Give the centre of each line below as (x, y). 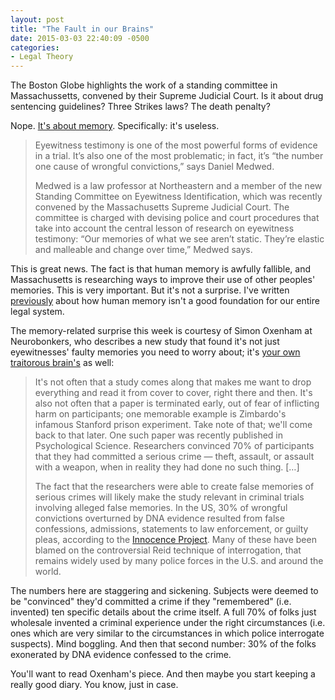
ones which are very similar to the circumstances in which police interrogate (167, 633)
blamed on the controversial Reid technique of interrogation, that (168, 550)
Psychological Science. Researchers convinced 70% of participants (174, 446)
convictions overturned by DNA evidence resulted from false (159, 518)
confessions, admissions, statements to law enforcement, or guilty (171, 529)
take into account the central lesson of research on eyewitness (164, 228)
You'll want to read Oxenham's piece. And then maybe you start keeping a (163, 674)
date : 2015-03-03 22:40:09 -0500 (80, 38)
